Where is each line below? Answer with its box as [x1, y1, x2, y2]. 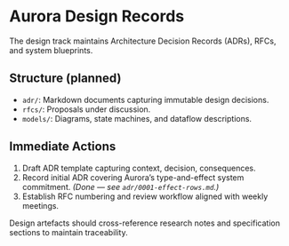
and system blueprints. [9, 44, 93, 55]
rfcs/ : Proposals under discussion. [21, 104, 151, 115]
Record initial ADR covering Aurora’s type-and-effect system [21, 171, 245, 183]
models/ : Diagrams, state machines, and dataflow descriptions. [21, 113, 252, 123]
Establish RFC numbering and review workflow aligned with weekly [21, 191, 269, 202]
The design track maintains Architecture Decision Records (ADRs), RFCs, [9, 36, 277, 46]
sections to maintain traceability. [9, 226, 128, 237]
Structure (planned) [9, 71, 122, 86]
